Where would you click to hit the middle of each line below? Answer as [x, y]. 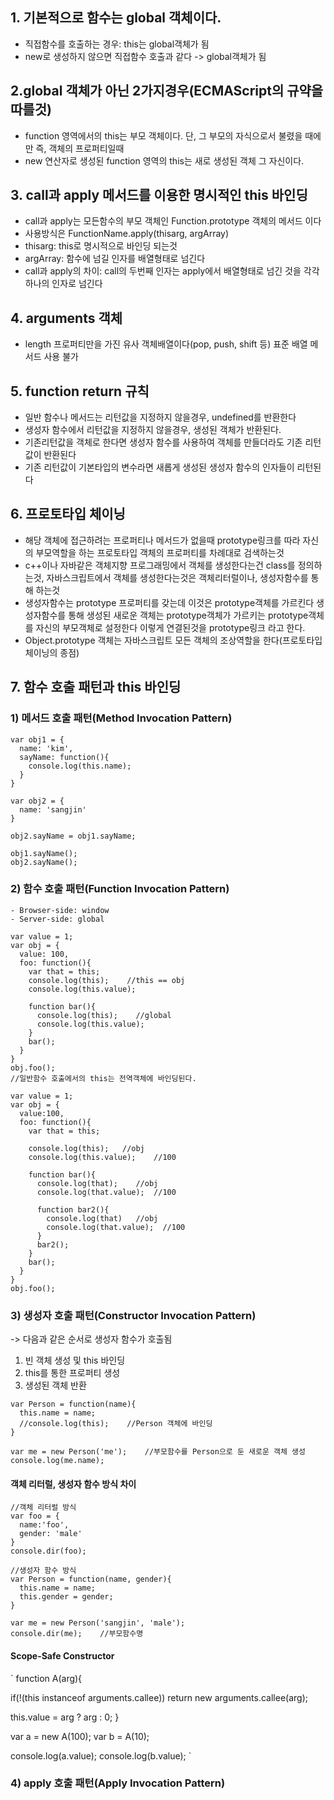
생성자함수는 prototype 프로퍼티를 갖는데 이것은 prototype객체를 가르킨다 [169, 602]
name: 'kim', [46, 748]
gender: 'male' [51, 1534]
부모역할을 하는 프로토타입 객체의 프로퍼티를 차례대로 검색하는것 [160, 552]
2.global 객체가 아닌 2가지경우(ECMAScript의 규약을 [167, 91]
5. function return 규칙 [80, 391]
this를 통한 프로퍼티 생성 [72, 1373]
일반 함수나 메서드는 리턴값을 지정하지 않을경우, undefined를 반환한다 [160, 417]
